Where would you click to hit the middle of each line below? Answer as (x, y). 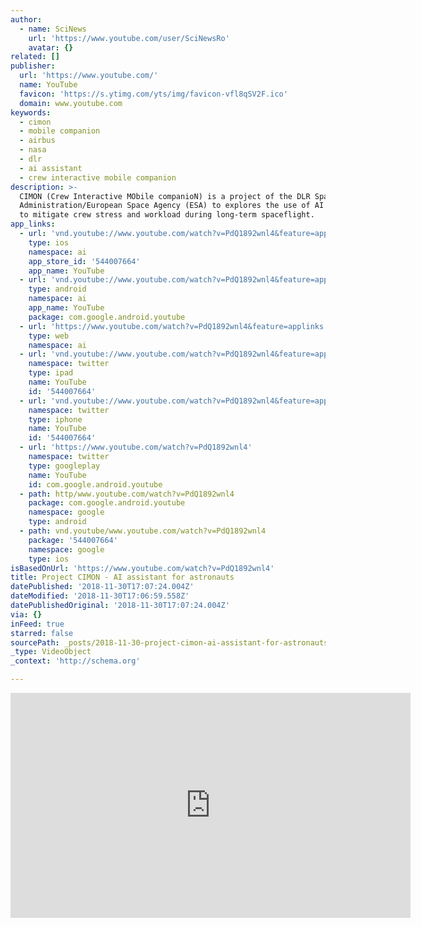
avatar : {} (51, 47)
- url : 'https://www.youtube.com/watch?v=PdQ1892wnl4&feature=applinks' (174, 326)
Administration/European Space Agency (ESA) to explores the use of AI (172, 206)
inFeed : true (37, 624)
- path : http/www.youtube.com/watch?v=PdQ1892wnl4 (127, 494)
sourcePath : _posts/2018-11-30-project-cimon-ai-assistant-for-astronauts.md (176, 642)
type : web (49, 336)
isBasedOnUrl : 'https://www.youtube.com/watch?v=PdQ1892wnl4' (142, 568)
